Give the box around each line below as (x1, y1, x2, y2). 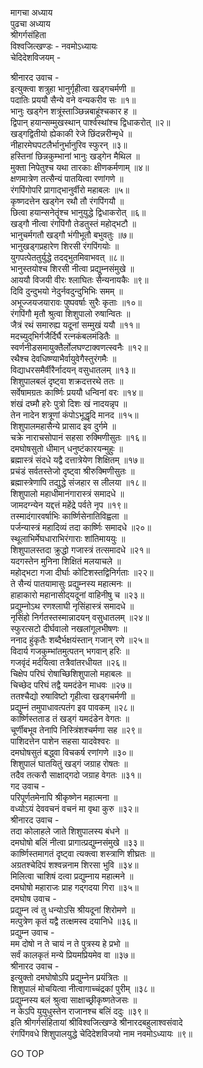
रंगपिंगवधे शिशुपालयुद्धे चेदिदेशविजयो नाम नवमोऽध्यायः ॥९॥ (10, 1028, 193, 1039)
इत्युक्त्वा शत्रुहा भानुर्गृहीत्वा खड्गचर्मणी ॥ (10, 83, 135, 94)
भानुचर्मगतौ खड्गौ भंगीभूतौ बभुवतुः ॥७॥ (10, 229, 133, 241)
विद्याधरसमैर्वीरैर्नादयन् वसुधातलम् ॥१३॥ (10, 364, 136, 376)
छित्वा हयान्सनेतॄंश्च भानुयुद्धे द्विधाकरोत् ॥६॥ (10, 207, 147, 218)
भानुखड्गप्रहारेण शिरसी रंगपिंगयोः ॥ (10, 240, 120, 252)
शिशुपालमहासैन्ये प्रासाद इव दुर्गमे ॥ (10, 420, 117, 432)
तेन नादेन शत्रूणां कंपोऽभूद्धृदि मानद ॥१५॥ (10, 409, 139, 421)
